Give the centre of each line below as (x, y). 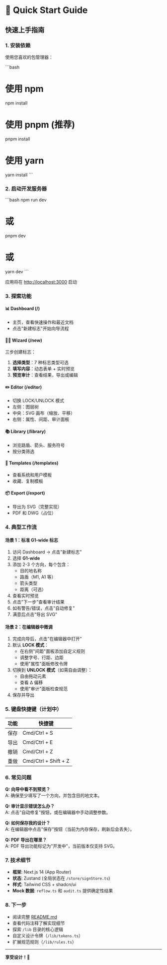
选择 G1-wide (26, 558)
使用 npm (24, 89)
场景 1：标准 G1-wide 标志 (32, 540)
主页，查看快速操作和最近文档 (43, 322)
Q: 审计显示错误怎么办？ (30, 806)
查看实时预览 (25, 596)
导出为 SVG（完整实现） (37, 507)
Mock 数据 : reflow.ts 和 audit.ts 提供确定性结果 (63, 891)
